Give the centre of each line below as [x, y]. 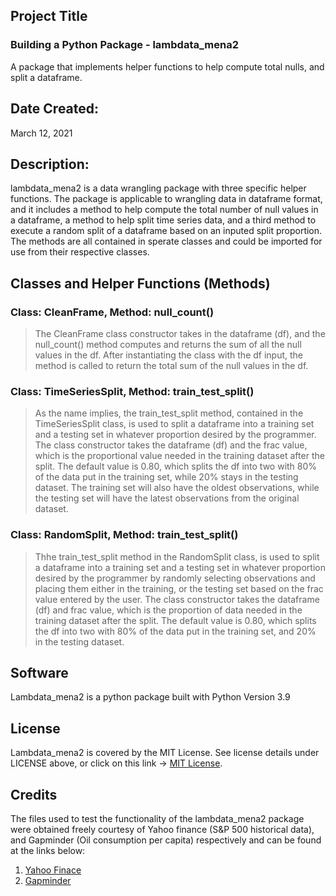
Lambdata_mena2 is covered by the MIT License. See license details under [165, 753]
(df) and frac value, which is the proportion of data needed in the [168, 610]
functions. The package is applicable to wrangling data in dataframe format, [166, 199]
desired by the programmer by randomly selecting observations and [175, 578]
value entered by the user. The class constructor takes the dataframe [177, 599]
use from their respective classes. [80, 252]
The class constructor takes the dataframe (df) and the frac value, [171, 445]
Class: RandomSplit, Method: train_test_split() [124, 535]
